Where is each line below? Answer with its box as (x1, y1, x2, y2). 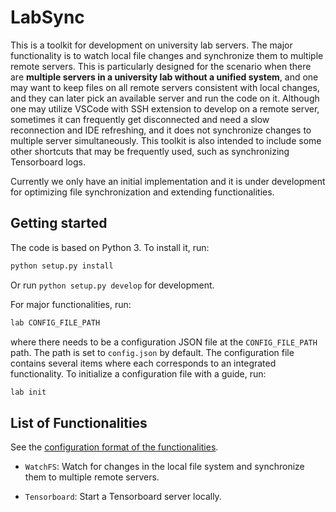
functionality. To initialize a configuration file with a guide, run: (10, 367, 267, 380)
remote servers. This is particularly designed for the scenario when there (10, 60, 312, 72)
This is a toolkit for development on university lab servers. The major (10, 39, 293, 51)
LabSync (10, 6, 85, 29)
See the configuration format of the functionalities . (10, 441, 219, 453)
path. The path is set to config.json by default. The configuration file (10, 346, 295, 358)
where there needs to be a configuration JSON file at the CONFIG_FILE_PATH (10, 336, 318, 348)
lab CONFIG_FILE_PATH (10, 317, 101, 328)
